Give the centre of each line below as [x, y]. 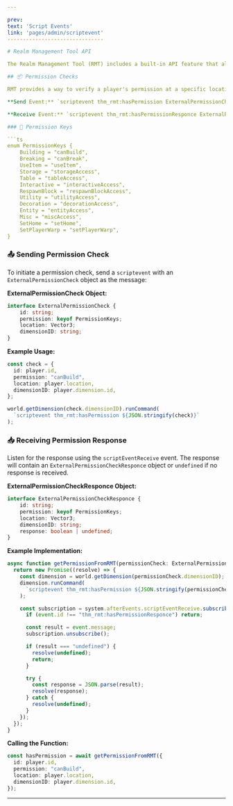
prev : [15, 19]
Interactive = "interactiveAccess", [73, 185]
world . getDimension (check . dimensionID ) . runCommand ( [83, 409]
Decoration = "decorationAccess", [69, 204]
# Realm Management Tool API [49, 52]
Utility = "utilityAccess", [60, 198]
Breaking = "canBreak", [54, 159]
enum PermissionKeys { [40, 146]
